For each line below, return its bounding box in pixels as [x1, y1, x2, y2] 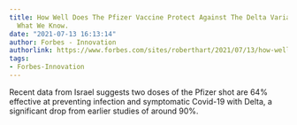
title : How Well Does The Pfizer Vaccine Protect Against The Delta [9, 12, 267, 22]
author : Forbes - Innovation [9, 37, 117, 47]
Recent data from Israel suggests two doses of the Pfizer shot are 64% [9, 86, 268, 98]
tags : [9, 54, 29, 63]
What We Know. [17, 21, 69, 30]
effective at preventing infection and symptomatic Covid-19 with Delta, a [9, 96, 272, 106]
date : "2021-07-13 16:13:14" [9, 29, 117, 38]
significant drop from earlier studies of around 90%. [9, 105, 199, 116]
